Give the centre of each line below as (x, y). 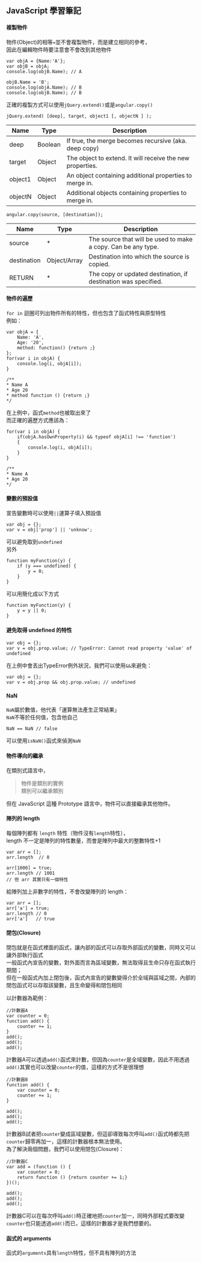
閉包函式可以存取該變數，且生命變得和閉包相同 (64, 985)
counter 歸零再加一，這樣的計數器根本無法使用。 (66, 1142)
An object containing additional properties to (129, 175)
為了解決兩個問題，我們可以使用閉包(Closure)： (65, 1149)
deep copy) (83, 148)
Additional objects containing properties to (127, 193)
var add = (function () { (38, 1167)
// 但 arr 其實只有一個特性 (37, 879)
